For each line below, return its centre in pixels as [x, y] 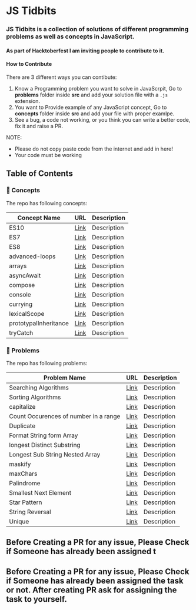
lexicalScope [27, 314]
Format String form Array [44, 435]
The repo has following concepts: [46, 203]
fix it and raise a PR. [39, 126]
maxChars [23, 474]
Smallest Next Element [40, 492]
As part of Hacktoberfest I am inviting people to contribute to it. [85, 51]
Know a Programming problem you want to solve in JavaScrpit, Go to [98, 88]
